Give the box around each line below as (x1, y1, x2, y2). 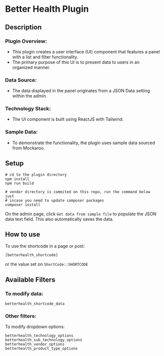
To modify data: (5, 290, 44, 297)
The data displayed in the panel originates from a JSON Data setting (12, 88, 150, 94)
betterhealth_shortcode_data (5, 302, 65, 306)
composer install (5, 202, 41, 207)
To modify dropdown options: (5, 324, 65, 330)
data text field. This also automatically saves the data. (5, 216, 114, 222)
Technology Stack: (5, 105, 51, 112)
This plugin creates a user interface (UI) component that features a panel (12, 49, 160, 54)
